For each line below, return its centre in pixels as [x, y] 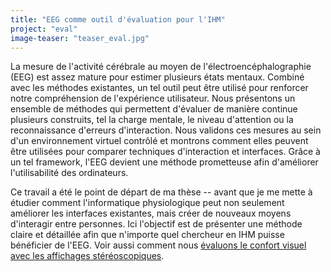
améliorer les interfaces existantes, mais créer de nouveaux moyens [151, 213]
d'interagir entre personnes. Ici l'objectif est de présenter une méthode [156, 224]
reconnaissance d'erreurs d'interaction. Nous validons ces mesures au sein [166, 130]
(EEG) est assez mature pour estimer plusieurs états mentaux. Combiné [157, 77]
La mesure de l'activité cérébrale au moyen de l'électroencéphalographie [161, 67]
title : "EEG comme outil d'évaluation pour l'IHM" [118, 19]
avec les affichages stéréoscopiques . [87, 256]
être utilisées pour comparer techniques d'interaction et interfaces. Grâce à [165, 152]
